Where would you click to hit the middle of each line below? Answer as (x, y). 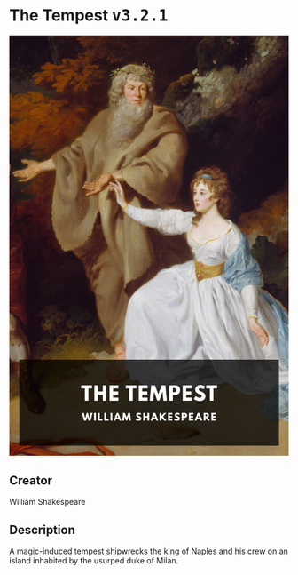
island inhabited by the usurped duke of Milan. (94, 561)
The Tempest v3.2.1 (89, 16)
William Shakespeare (47, 502)
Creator (31, 481)
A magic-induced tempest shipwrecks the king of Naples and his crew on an (149, 551)
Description (42, 530)
